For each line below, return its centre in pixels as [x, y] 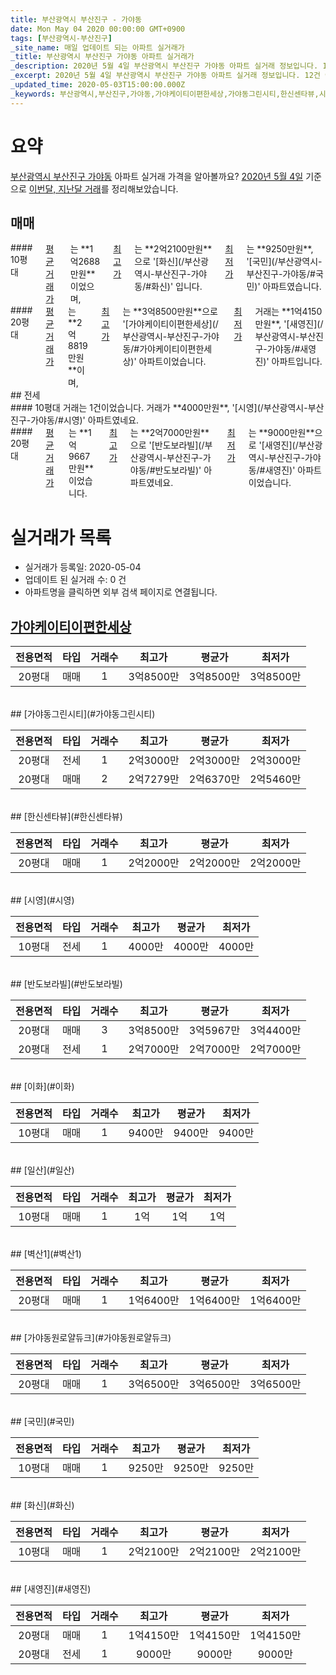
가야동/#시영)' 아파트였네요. [85, 420]
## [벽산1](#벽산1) [46, 1254]
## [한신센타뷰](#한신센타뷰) [66, 817]
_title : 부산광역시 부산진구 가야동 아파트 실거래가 [102, 57]
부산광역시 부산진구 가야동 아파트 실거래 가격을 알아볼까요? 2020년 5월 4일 [157, 176]
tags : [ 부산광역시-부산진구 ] [61, 38]
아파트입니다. [297, 362]
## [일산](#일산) [42, 1170]
